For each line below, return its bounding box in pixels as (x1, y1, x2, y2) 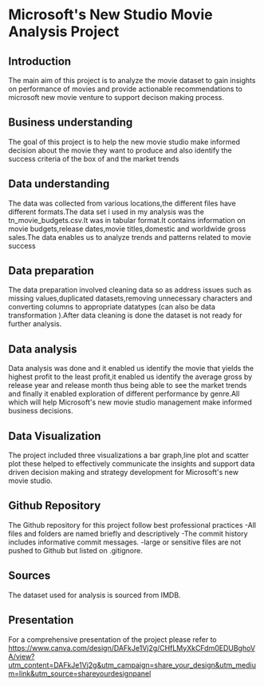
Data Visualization (8, 429, 101, 443)
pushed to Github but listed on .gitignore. (8, 545, 144, 555)
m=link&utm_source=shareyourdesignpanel (8, 668, 152, 678)
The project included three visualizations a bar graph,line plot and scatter (8, 450, 250, 461)
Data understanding (8, 177, 110, 191)
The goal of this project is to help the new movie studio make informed (8, 137, 241, 146)
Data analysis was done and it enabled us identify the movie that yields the (8, 364, 254, 373)
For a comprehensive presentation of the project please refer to (8, 634, 217, 644)
